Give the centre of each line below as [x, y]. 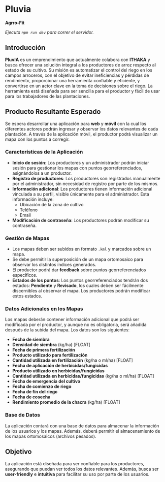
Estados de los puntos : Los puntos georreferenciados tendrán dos [80, 280]
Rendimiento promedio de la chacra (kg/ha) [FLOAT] [66, 402]
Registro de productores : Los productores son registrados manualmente [86, 178]
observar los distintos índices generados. [54, 265]
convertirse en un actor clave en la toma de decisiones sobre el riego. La [79, 86]
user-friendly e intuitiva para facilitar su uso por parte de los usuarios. [77, 474]
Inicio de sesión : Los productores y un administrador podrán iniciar [81, 162]
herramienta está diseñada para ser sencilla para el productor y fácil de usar [82, 91]
